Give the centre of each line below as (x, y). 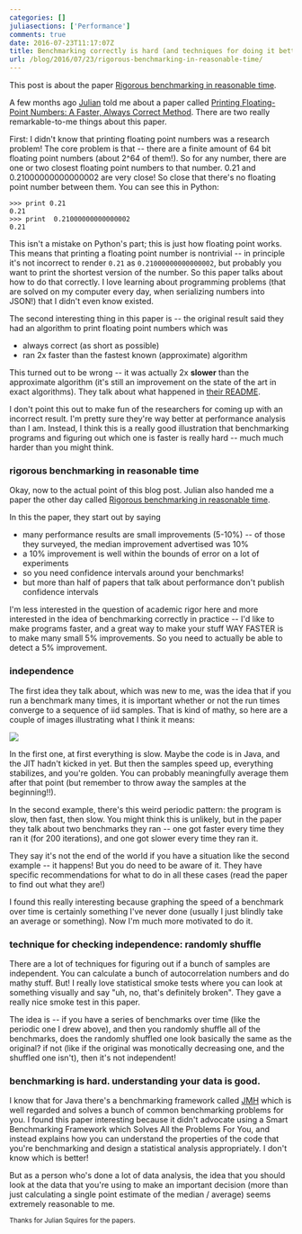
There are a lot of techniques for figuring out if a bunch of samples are (140, 963)
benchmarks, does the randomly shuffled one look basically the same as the (151, 1038)
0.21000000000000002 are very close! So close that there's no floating (142, 177)
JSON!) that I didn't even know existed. (82, 301)
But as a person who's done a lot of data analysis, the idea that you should (147, 1175)
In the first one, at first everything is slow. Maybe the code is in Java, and (145, 753)
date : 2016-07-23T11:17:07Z (62, 43)
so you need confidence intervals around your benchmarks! (133, 573)
